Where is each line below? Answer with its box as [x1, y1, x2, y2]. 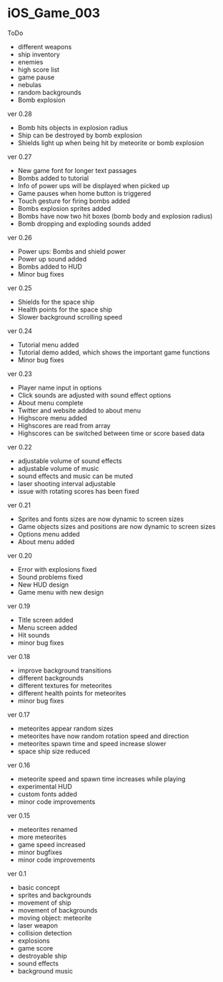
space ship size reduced [17, 747, 91, 755]
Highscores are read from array [17, 421, 111, 430]
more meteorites [17, 833, 66, 841]
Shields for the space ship [17, 297, 95, 306]
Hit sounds [17, 630, 50, 639]
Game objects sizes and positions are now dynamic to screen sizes [17, 522, 216, 530]
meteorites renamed [17, 825, 78, 833]
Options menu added [17, 530, 80, 538]
